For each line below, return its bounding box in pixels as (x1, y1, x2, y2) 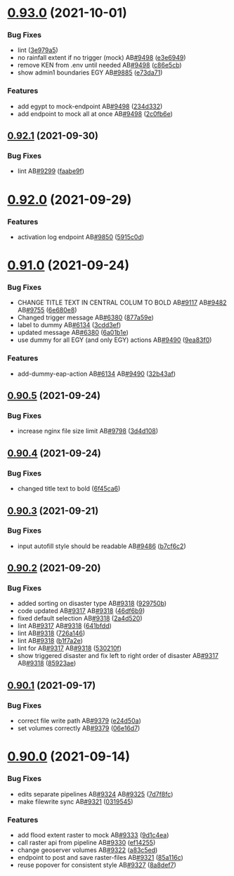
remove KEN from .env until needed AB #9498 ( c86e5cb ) (17, 61, 182, 70)
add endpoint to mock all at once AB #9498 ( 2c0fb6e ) (17, 109, 174, 118)
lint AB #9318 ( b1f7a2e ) (17, 637, 83, 645)
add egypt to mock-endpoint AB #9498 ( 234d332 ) (17, 102, 163, 110)
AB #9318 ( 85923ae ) (17, 659, 77, 668)
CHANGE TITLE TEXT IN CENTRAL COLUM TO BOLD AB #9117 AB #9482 (17, 298, 227, 307)
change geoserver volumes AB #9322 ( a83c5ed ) (17, 846, 158, 854)
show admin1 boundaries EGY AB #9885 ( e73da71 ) (17, 68, 163, 77)
